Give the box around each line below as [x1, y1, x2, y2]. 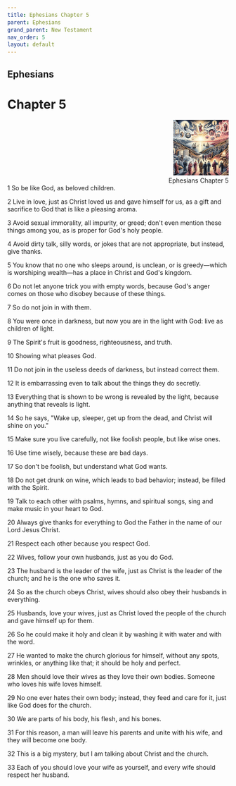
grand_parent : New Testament [7, 26, 93, 33]
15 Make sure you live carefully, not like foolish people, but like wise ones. [7, 435, 221, 443]
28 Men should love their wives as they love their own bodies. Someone [7, 673, 216, 681]
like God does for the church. [7, 701, 92, 710]
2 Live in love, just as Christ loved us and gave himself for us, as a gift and [7, 197, 222, 206]
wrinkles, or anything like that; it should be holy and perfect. [7, 659, 181, 668]
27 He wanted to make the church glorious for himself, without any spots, [7, 651, 220, 660]
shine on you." [7, 422, 49, 430]
